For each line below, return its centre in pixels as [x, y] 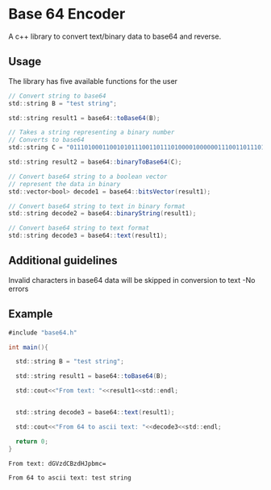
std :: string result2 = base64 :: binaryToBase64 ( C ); [95, 162]
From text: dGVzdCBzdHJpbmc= [57, 463]
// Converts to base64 [46, 140]
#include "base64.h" [43, 332]
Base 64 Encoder [67, 14]
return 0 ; [32, 441]
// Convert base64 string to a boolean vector [88, 176]
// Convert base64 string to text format [79, 228]
